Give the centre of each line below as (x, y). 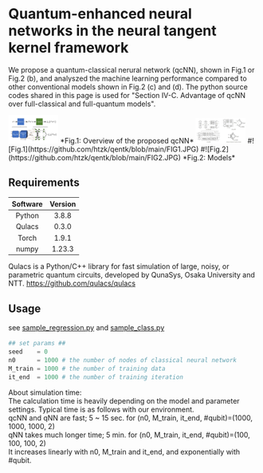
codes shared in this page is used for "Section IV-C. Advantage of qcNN (127, 95)
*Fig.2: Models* (209, 157)
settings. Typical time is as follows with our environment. (101, 409)
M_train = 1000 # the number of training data (87, 369)
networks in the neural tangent (112, 31)
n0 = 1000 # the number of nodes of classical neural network (123, 360)
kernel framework (69, 48)
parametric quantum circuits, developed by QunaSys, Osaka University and (131, 275)
